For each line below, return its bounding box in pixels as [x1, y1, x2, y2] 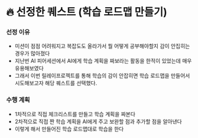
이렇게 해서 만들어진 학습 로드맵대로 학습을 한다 [14, 125, 124, 132]
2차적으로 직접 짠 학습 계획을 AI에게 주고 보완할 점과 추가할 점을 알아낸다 [14, 118, 182, 125]
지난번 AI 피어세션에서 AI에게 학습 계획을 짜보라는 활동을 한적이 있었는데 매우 [14, 57, 192, 65]
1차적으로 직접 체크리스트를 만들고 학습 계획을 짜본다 [14, 110, 136, 117]
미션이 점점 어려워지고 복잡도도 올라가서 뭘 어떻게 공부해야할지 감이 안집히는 [14, 43, 190, 50]
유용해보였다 [14, 65, 44, 72]
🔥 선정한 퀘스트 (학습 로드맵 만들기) [6, 5, 167, 19]
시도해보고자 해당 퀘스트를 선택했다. [14, 79, 98, 86]
